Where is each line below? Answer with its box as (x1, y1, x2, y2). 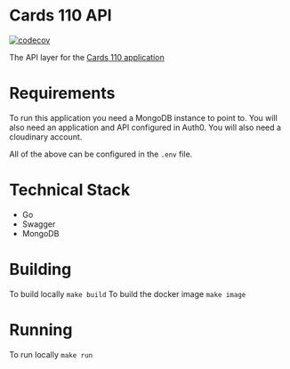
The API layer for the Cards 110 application (9, 52, 165, 62)
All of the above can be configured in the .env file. (9, 148, 193, 159)
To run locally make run (9, 349, 93, 360)
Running (9, 319, 73, 340)
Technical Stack (9, 180, 131, 200)
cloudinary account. (9, 131, 83, 142)
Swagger (21, 219, 56, 229)
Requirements (9, 84, 116, 103)
